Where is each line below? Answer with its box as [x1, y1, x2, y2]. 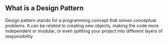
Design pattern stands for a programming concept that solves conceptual [5, 17, 156, 23]
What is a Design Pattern [5, 4, 84, 12]
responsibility [5, 33, 33, 39]
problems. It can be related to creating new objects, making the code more [5, 22, 159, 28]
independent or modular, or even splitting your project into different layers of [5, 27, 163, 34]
